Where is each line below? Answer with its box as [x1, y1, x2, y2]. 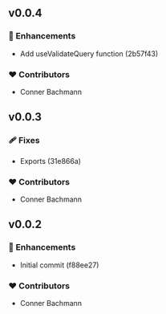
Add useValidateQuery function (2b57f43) [19, 48, 159, 59]
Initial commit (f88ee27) [19, 260, 99, 270]
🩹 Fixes [8, 135, 40, 146]
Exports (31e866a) [19, 156, 82, 165]
